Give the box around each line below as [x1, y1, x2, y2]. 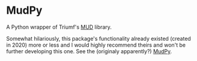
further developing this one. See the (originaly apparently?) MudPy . [6, 47, 172, 54]
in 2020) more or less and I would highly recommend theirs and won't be [6, 41, 186, 48]
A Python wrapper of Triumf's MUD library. [6, 23, 112, 30]
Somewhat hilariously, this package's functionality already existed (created [6, 35, 192, 42]
